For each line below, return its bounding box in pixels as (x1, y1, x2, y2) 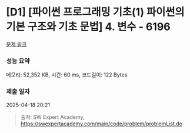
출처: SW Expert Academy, (20, 113, 85, 121)
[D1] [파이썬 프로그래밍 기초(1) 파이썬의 (6, 5, 185, 19)
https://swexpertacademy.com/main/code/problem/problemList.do (20, 120, 183, 127)
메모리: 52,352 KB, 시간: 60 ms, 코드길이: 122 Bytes (6, 71, 128, 78)
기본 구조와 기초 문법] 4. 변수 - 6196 (6, 20, 171, 34)
